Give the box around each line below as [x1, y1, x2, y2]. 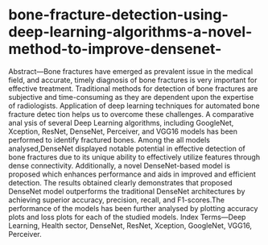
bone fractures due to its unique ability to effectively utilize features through [8, 152, 260, 162]
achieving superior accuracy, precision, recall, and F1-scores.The [8, 195, 225, 205]
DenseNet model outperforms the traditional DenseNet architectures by [8, 186, 245, 196]
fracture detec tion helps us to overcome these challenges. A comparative [8, 109, 254, 118]
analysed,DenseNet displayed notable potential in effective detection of [8, 143, 245, 153]
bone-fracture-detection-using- [8, 6, 229, 24]
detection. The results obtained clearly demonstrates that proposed [8, 177, 233, 187]
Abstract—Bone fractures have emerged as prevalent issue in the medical [8, 66, 254, 76]
